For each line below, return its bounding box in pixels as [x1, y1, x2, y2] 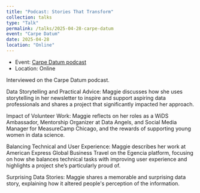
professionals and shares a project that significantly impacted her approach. [6, 100, 195, 108]
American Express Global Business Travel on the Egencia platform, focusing [6, 149, 193, 156]
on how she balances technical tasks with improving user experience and [6, 155, 187, 163]
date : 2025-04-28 [6, 36, 50, 42]
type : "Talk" [6, 20, 39, 26]
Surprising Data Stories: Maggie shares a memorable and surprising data [6, 173, 186, 180]
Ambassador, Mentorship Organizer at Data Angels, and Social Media [6, 118, 177, 125]
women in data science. [6, 131, 65, 138]
